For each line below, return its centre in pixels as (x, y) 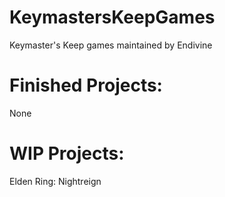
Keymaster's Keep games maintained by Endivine (111, 45)
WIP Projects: (67, 153)
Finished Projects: (86, 85)
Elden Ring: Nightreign (55, 181)
